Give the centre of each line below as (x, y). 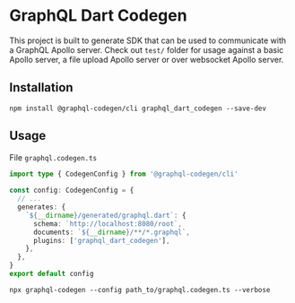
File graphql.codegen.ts (53, 157)
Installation (41, 87)
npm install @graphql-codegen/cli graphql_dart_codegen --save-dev (138, 108)
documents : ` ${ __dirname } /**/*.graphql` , (112, 232)
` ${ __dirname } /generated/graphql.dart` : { (106, 215)
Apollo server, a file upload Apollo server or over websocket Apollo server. (147, 59)
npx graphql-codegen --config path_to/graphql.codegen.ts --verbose (140, 290)
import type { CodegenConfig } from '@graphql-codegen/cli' (124, 174)
